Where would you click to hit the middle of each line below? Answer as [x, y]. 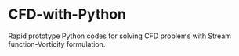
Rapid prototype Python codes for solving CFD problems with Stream [120, 36]
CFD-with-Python [67, 14]
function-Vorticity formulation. [57, 44]
